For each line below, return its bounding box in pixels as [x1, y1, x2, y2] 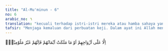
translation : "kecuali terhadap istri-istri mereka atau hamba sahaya [5, 21, 155, 26]
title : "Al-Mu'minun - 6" [5, 7, 59, 12]
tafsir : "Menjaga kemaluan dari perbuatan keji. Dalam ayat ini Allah [5, 26, 155, 31]
